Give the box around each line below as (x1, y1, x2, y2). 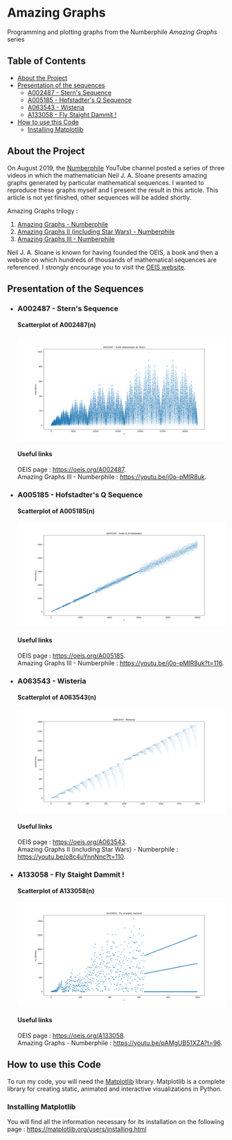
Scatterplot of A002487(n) (17, 321, 96, 329)
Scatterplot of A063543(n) (17, 693, 97, 701)
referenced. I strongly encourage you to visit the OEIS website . (7, 263, 186, 271)
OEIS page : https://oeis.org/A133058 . (17, 1031, 126, 1040)
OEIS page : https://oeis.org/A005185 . (17, 651, 126, 660)
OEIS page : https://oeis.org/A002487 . (17, 465, 127, 473)
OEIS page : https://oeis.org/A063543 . (17, 837, 127, 846)
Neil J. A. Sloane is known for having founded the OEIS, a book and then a (7, 248, 218, 256)
